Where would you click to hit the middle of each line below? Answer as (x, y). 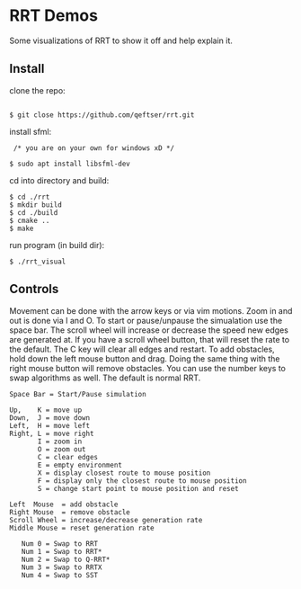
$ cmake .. (30, 220)
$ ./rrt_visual (38, 262)
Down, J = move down (50, 418)
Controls (34, 289)
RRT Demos (54, 16)
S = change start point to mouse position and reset (138, 488)
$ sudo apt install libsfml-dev (70, 164)
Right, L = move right (52, 433)
